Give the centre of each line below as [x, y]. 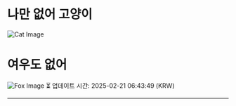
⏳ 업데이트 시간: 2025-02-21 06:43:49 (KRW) [110, 86]
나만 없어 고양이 [50, 14]
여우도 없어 [37, 65]
